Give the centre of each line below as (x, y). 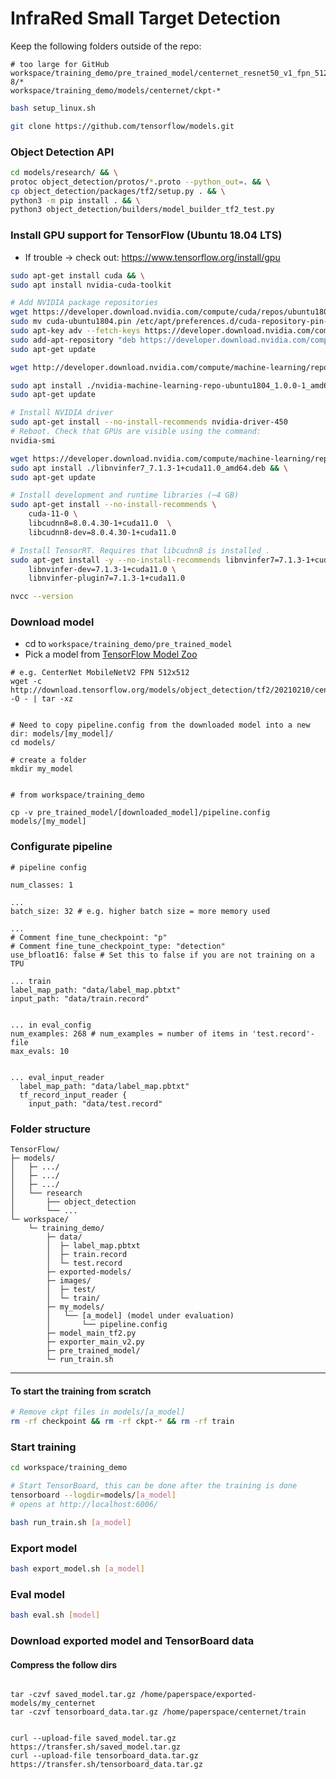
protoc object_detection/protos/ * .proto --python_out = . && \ (140, 182)
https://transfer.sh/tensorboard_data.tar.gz (106, 1765)
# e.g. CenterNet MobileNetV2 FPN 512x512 (100, 673)
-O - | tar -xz (42, 699)
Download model (52, 622)
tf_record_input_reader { (73, 1095)
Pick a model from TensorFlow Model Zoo (111, 654)
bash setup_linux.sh (53, 108)
